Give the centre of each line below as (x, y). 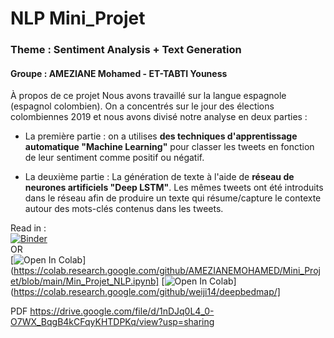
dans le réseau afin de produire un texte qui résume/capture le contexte (173, 198)
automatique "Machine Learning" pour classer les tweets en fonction (169, 147)
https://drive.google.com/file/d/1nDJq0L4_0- (122, 311)
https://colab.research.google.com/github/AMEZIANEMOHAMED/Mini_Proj (167, 271)
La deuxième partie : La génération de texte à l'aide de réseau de (159, 177)
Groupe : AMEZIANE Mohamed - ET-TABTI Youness (119, 73)
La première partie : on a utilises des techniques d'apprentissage (161, 136)
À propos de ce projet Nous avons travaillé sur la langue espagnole (148, 96)
